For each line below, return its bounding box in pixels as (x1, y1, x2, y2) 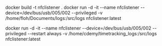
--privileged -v (71, 10, 103, 16)
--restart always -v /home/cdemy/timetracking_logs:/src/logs (27, 31, 157, 36)
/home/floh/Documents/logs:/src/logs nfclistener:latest (5, 15, 121, 21)
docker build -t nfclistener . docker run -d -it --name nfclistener (5, 5, 139, 10)
